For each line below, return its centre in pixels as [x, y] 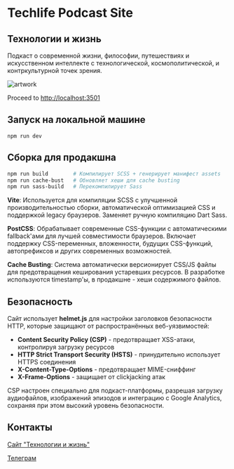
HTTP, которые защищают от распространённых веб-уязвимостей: [108, 326]
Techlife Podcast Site [70, 13]
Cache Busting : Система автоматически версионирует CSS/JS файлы [112, 265]
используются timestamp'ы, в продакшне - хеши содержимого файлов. [114, 279]
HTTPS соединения [47, 362]
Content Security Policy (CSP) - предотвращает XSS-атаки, [106, 340]
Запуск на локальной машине [76, 120]
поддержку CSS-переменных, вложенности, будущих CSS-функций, [110, 244]
